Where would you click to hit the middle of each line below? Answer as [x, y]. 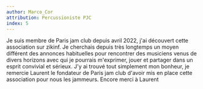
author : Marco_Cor [30, 12]
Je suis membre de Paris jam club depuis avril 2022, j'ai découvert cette [97, 41]
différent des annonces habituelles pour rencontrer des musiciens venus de [102, 54]
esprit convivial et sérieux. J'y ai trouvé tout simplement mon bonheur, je [98, 66]
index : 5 [17, 23]
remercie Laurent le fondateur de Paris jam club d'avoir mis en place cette [99, 73]
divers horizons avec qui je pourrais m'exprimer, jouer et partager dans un [100, 60]
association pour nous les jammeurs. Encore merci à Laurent [83, 79]
